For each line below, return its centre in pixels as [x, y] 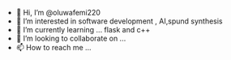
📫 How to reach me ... [53, 47]
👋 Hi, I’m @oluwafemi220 [58, 13]
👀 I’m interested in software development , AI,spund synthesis [119, 21]
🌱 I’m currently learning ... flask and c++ [83, 30]
